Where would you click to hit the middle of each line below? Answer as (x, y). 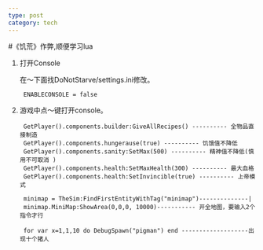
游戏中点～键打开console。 (63, 110)
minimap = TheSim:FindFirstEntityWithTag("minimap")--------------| (138, 199)
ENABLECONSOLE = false (60, 94)
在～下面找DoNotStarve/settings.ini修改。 (87, 79)
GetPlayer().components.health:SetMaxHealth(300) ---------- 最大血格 (139, 168)
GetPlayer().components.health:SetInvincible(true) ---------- (129, 176)
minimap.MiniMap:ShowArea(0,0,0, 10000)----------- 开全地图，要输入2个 (139, 207)
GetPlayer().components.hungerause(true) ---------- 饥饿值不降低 (130, 143)
